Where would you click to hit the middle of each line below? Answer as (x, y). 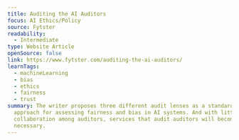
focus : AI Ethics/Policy (44, 21)
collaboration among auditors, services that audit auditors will (114, 119)
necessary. (30, 126)
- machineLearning (41, 73)
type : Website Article (41, 47)
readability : (27, 34)
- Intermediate (36, 40)
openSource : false (34, 54)
